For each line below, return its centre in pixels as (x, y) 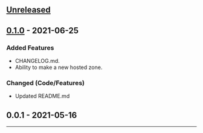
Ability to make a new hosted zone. (59, 67)
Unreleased (29, 10)
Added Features (30, 48)
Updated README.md (42, 96)
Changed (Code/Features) (45, 83)
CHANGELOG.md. (37, 61)
